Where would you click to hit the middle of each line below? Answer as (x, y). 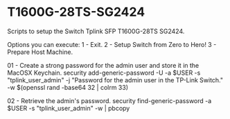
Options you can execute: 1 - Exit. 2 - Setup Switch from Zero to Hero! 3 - (112, 44)
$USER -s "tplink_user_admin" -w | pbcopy (69, 108)
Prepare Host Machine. (40, 52)
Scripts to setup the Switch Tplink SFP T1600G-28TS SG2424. (96, 31)
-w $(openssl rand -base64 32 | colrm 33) (68, 87)
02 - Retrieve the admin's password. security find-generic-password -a (109, 100)
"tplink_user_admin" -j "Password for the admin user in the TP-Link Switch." (115, 80)
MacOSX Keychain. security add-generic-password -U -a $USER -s (104, 73)
